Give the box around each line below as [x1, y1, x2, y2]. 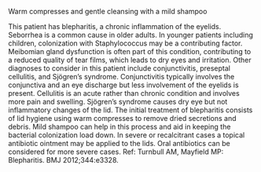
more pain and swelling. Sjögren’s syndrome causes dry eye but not [8, 97, 228, 106]
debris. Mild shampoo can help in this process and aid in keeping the [8, 122, 231, 131]
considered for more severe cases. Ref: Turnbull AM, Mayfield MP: [8, 147, 224, 156]
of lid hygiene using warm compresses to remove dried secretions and [8, 114, 237, 123]
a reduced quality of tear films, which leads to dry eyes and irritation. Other [8, 55, 252, 64]
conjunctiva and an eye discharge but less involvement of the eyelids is [8, 80, 239, 90]
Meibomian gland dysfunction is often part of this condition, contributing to [8, 47, 252, 56]
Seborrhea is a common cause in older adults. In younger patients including [8, 31, 254, 39]
